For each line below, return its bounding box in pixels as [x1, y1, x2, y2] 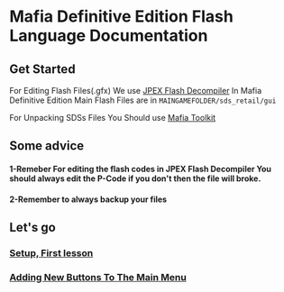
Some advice [9, 138, 85, 154]
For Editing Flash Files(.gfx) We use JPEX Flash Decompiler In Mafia [9, 86, 262, 96]
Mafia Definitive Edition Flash [9, 6, 234, 27]
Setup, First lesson [9, 246, 94, 259]
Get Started [9, 61, 76, 77]
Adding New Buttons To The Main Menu [9, 270, 187, 283]
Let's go [9, 219, 56, 235]
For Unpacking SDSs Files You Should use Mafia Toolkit [9, 113, 216, 123]
